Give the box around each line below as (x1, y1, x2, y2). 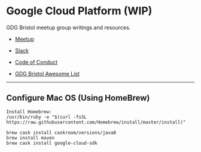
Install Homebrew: (6, 108, 52, 114)
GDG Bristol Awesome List (14, 70, 80, 77)
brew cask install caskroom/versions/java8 (6, 129, 117, 135)
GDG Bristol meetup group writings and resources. (6, 24, 131, 31)
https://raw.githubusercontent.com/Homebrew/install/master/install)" (6, 119, 186, 125)
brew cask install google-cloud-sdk (6, 140, 98, 146)
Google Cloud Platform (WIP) (6, 4, 153, 18)
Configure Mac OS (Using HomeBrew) (6, 93, 150, 103)
